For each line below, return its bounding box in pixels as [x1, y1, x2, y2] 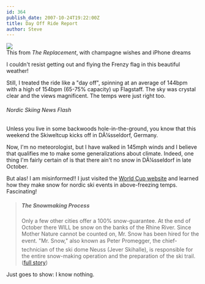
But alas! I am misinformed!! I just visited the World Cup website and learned [6, 175, 199, 182]
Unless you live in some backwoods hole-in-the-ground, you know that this [6, 125, 196, 132]
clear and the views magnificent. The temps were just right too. [6, 92, 166, 100]
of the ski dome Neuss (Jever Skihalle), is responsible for [48, 246, 193, 253]
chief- [162, 237, 177, 245]
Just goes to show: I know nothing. [6, 271, 95, 278]
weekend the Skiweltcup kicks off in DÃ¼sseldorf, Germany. [6, 132, 158, 139]
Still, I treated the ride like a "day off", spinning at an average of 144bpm [6, 79, 188, 86]
